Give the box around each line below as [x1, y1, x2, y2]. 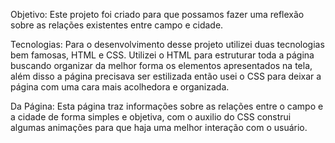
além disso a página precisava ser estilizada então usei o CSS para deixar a [10, 70, 322, 82]
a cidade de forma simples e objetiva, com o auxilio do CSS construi [10, 111, 292, 123]
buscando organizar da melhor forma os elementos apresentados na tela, [10, 60, 313, 71]
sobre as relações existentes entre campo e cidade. [10, 19, 224, 31]
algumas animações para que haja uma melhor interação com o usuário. [10, 122, 308, 133]
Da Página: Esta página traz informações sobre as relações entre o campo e [10, 100, 324, 112]
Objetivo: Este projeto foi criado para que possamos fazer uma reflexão [10, 9, 305, 20]
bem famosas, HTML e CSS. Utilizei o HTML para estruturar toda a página [10, 49, 315, 61]
